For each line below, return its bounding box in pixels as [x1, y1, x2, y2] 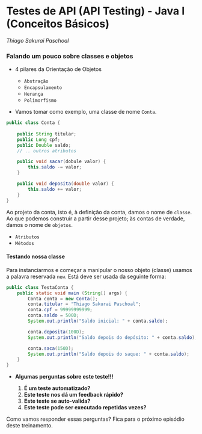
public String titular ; [17, 131, 77, 137]
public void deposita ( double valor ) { [17, 181, 114, 187]
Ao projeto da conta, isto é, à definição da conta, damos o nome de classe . [6, 208, 192, 215]
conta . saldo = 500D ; [28, 312, 79, 318]
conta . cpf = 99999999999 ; [28, 307, 93, 313]
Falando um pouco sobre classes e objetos [6, 52, 133, 60]
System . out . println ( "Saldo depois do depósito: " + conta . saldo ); [28, 334, 198, 341]
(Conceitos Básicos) [6, 17, 110, 31]
